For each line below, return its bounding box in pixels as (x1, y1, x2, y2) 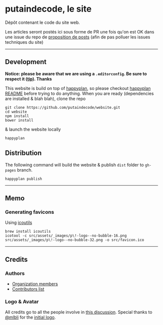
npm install (5, 113, 29, 119)
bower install (5, 118, 34, 122)
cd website (5, 109, 27, 114)
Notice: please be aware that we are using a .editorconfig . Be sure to (5, 70, 147, 76)
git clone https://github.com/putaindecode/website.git (5, 105, 120, 110)
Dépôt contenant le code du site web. (5, 19, 80, 25)
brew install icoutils (5, 229, 51, 234)
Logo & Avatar (5, 298, 39, 305)
